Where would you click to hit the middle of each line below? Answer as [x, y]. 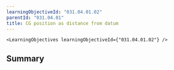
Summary [25, 58]
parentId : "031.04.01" [35, 18]
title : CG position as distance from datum [63, 23]
